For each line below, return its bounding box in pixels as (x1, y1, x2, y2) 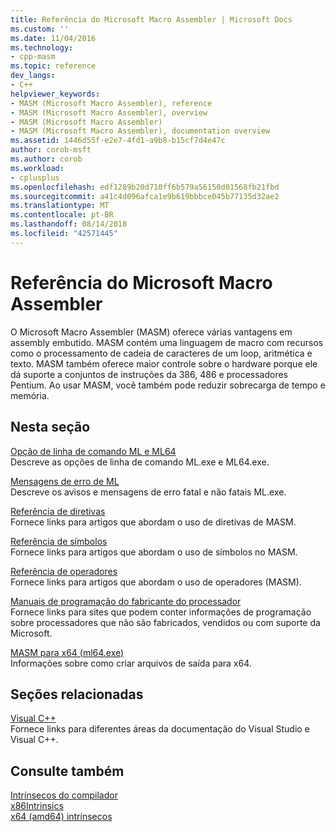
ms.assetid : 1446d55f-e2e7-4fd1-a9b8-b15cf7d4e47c (10, 136, 226, 146)
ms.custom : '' (10, 24, 70, 34)
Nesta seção (10, 419, 91, 436)
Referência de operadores (10, 565, 118, 577)
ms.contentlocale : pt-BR (10, 210, 114, 220)
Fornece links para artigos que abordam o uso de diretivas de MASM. (10, 516, 297, 528)
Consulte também (10, 762, 125, 780)
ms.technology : (10, 42, 74, 53)
